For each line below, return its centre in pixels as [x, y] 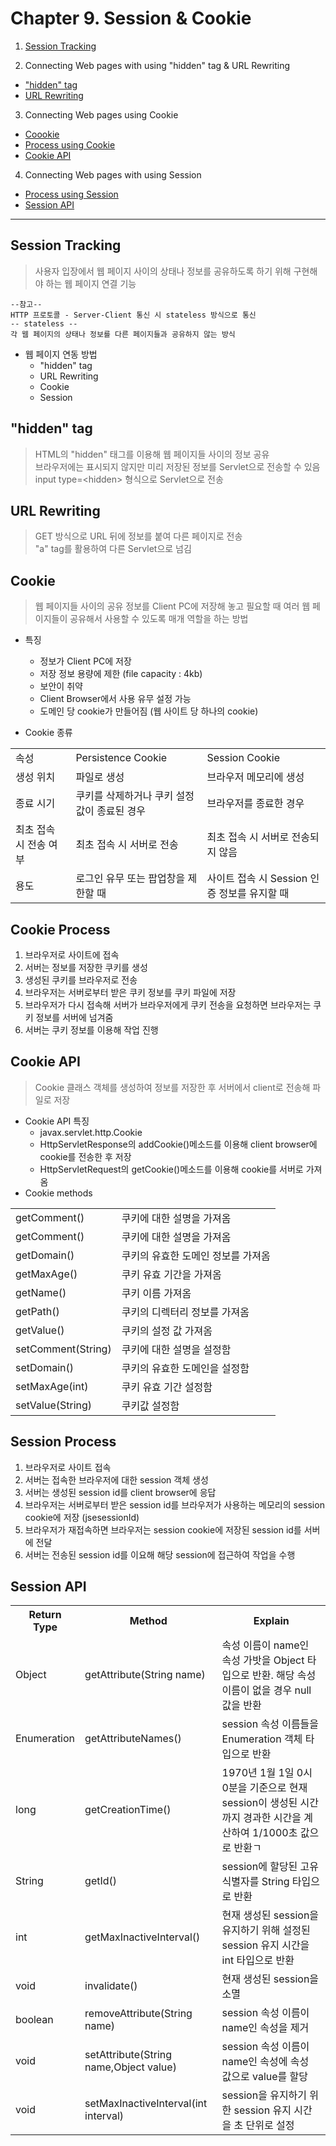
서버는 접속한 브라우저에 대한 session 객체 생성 [116, 1479]
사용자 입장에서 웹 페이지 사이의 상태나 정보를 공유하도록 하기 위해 [163, 271]
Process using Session [71, 194]
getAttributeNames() [133, 1739]
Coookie [42, 134]
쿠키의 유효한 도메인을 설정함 [185, 1368]
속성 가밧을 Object [263, 1660]
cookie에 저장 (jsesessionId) [82, 1517]
